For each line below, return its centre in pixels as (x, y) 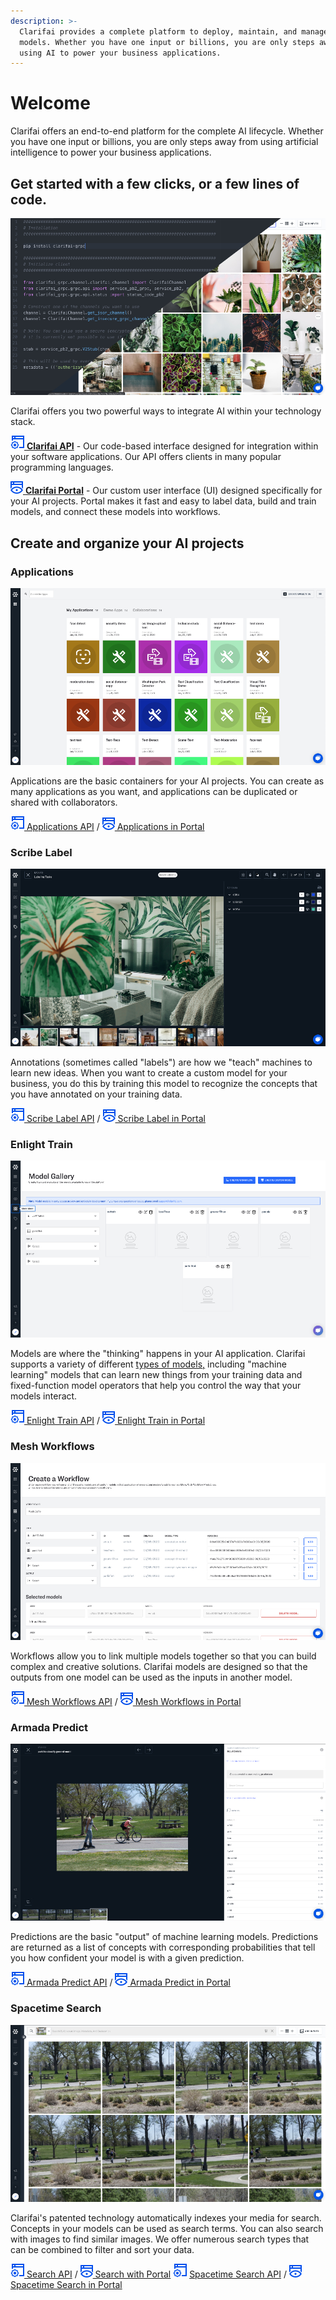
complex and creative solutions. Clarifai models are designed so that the (159, 1666)
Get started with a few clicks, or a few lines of (155, 183)
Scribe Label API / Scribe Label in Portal (116, 1118)
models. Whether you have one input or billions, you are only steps (167, 42)
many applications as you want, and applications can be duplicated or (154, 792)
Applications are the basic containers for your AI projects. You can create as (167, 781)
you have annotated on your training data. (96, 1094)
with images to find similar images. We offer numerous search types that (160, 2239)
